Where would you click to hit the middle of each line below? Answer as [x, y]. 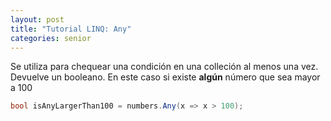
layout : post [37, 19]
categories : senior [51, 38]
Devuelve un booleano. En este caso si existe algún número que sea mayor [165, 77]
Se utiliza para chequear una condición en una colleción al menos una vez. [164, 67]
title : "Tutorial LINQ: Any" [71, 29]
